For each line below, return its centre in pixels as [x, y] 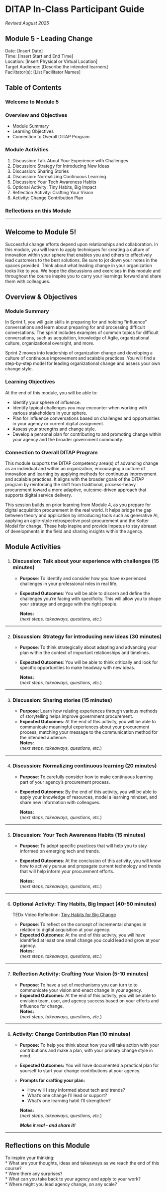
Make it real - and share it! [48, 1125]
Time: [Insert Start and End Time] [39, 56]
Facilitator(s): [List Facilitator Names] [43, 72]
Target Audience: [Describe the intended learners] [57, 66]
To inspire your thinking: [30, 1158]
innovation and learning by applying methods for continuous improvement [81, 474]
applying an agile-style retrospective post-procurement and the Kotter [77, 521]
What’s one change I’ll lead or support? [67, 1095]
